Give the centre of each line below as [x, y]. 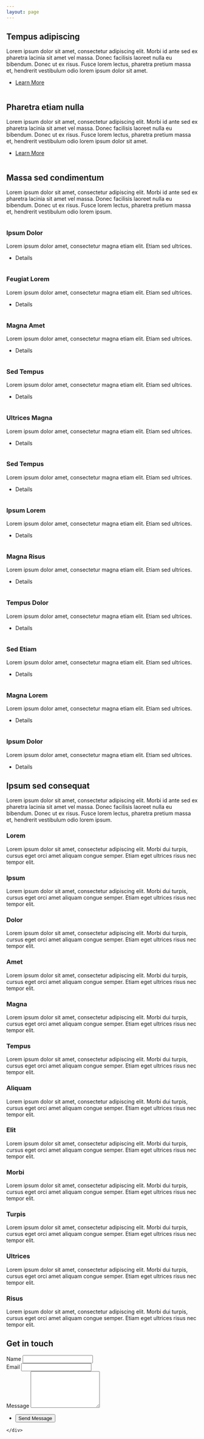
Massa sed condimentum [55, 178]
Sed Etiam [22, 649]
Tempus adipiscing [43, 37]
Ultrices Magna [29, 418]
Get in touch [30, 1344]
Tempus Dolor [27, 603]
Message [18, 1405]
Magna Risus [26, 557]
